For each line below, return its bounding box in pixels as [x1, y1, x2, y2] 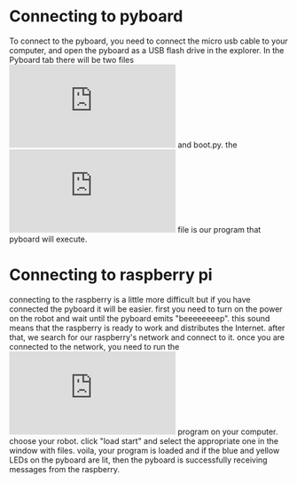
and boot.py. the [176, 139, 238, 150]
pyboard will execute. [9, 234, 88, 244]
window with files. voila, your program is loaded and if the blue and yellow [9, 445, 280, 455]
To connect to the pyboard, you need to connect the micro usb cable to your [9, 36, 288, 46]
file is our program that [176, 224, 262, 234]
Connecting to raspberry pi [9, 265, 213, 285]
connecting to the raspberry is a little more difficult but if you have [9, 294, 251, 305]
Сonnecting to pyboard [9, 6, 184, 27]
